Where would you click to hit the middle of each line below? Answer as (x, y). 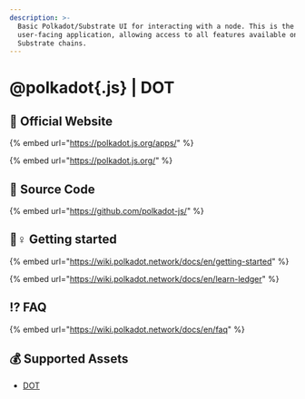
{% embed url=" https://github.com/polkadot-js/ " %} (107, 211)
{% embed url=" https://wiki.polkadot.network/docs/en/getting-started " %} (149, 261)
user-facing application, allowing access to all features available (152, 34)
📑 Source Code (52, 189)
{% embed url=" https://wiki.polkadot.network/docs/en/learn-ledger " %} (144, 278)
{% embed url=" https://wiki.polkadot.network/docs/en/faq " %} (127, 329)
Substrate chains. (53, 43)
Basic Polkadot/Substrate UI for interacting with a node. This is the (156, 26)
